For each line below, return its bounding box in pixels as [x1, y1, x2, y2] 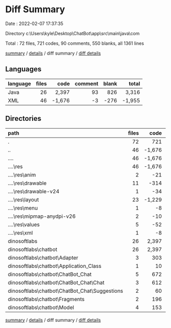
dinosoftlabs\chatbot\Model [8, 304, 74, 311]
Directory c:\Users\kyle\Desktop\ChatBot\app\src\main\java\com [5, 30, 140, 36]
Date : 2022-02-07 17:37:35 [5, 20, 64, 27]
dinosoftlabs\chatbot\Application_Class [8, 262, 102, 269]
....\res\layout [8, 196, 39, 203]
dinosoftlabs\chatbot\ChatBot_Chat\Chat [8, 279, 105, 286]
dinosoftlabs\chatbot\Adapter [8, 254, 78, 261]
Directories [5, 114, 42, 123]
